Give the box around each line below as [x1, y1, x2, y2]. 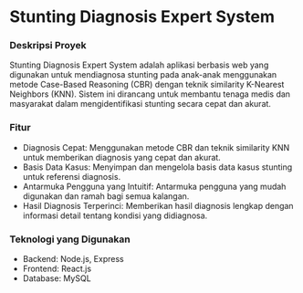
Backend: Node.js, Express [22, 254, 125, 265]
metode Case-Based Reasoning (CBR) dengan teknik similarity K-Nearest [9, 79, 285, 90]
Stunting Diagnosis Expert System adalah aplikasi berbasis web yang [9, 59, 269, 70]
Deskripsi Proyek [9, 39, 87, 52]
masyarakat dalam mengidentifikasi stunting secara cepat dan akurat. [9, 99, 272, 110]
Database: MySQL [22, 273, 91, 284]
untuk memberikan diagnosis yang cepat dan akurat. [22, 152, 221, 162]
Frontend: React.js [22, 263, 92, 275]
